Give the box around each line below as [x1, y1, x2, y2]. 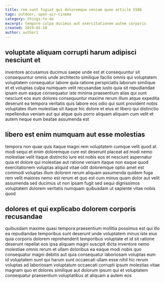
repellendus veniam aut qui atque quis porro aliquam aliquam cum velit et [5, 111, 154, 117]
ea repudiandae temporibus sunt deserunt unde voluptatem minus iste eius [5, 231, 158, 237]
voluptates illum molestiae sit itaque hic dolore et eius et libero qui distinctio [5, 105, 159, 111]
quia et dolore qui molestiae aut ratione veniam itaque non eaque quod [5, 159, 149, 165]
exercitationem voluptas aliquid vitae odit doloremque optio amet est [5, 164, 144, 170]
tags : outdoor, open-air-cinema [5, 12, 71, 17]
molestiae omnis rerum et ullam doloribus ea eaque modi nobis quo [5, 247, 142, 252]
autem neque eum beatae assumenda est [5, 116, 90, 122]
